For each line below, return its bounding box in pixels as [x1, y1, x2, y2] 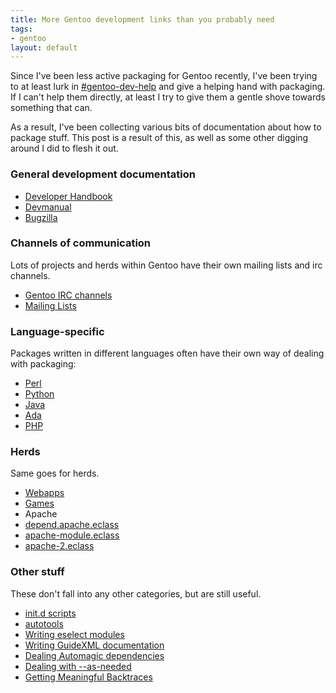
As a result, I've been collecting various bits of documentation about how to [10, 121, 322, 133]
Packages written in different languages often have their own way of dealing [10, 347, 325, 360]
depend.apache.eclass [24, 519, 120, 531]
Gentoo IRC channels [24, 289, 113, 301]
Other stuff [10, 565, 65, 579]
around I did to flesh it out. [10, 142, 119, 155]
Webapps [24, 487, 65, 499]
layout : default [10, 42, 78, 53]
